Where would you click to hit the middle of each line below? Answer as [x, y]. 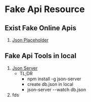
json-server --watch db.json [57, 89]
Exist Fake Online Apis [40, 28]
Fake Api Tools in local [41, 56]
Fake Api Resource [45, 9]
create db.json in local [50, 84]
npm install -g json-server [54, 79]
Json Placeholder [30, 40]
